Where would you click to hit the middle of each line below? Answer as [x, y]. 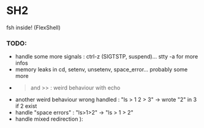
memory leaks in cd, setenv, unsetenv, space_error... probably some [101, 69]
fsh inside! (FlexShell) [34, 27]
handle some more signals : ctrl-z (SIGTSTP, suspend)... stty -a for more [107, 57]
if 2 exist [26, 106]
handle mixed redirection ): [49, 119]
